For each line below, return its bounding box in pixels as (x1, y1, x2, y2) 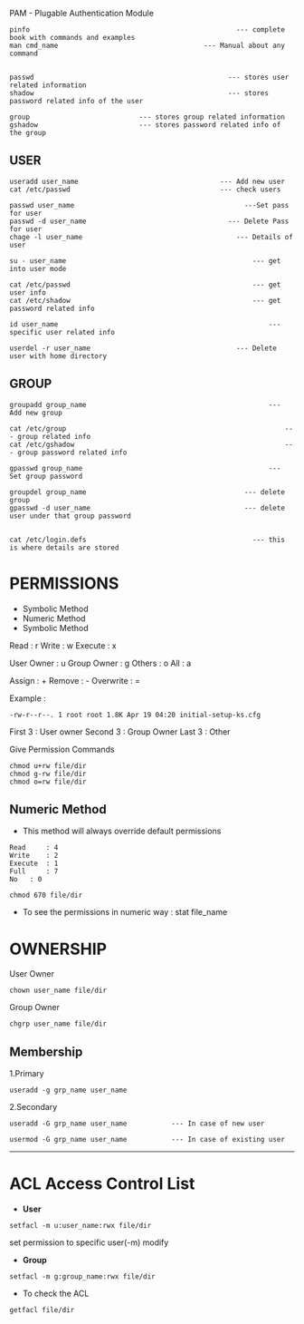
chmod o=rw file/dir (9, 777, 88, 786)
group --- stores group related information (9, 112, 285, 122)
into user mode (9, 264, 67, 273)
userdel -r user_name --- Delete (9, 344, 278, 353)
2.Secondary (9, 1102, 58, 1113)
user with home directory (9, 351, 107, 361)
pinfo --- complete (9, 25, 285, 34)
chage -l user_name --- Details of (9, 232, 294, 241)
